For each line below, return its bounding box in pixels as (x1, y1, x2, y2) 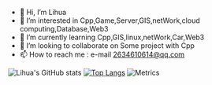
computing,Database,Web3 (19, 24, 109, 33)
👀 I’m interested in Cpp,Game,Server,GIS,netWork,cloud (19, 16, 200, 25)
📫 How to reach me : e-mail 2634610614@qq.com (19, 50, 185, 59)
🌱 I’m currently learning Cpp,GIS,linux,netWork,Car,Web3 (19, 32, 205, 42)
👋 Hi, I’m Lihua (19, 8, 67, 17)
